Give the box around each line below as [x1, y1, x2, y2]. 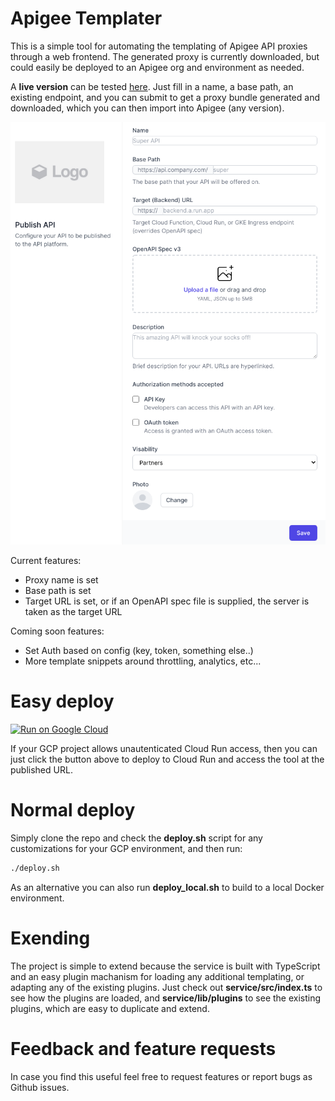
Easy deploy [10, 690, 115, 713]
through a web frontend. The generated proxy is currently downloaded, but [10, 50, 320, 62]
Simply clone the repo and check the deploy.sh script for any [10, 832, 263, 844]
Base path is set [24, 584, 92, 596]
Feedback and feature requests [10, 1037, 277, 1060]
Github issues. [10, 1081, 70, 1093]
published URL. [10, 763, 73, 776]
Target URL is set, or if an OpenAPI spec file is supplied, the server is [24, 595, 310, 607]
